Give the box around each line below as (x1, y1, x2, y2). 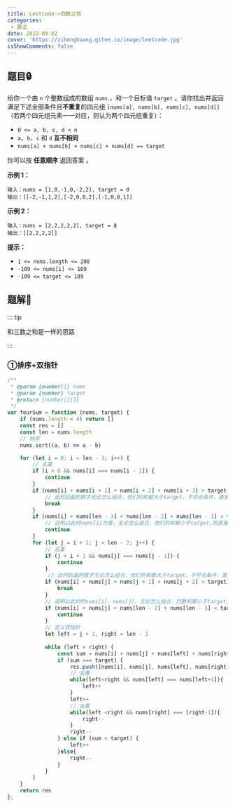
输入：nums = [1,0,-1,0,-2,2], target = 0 (7, 186, 130, 193)
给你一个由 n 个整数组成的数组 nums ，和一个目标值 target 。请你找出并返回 (7, 93, 224, 102)
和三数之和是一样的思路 (7, 327, 75, 335)
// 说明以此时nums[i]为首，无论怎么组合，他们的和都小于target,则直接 (44, 520, 229, 527)
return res (20, 787, 52, 794)
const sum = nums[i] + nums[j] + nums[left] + (57, 650, 196, 657)
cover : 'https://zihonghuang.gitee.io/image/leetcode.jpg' (7, 36, 183, 44)
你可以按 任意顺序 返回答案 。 (7, 156, 92, 164)
